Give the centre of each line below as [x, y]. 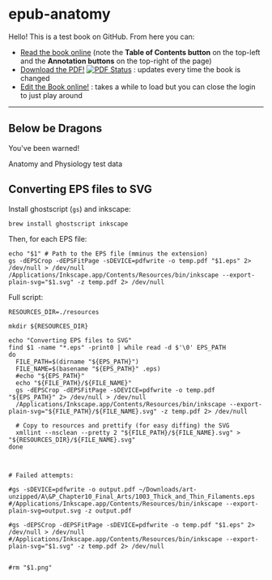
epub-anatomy [59, 14]
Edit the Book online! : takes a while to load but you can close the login [138, 87]
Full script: [26, 297]
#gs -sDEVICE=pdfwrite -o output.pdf [72, 489]
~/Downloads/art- [168, 489]
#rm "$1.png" [30, 567]
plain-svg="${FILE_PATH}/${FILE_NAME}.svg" [83, 411]
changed [35, 78]
